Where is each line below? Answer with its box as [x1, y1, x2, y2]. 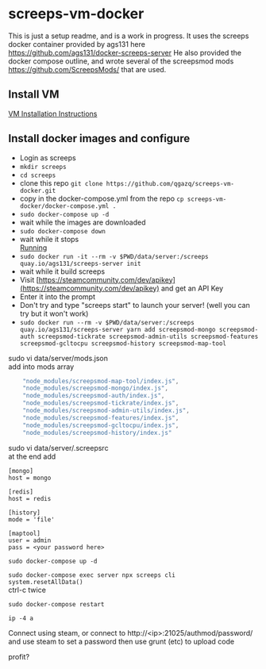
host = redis [8, 494, 52, 502]
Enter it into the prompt [19, 291, 96, 302]
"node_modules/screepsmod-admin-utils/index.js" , [22, 406, 191, 415]
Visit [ [19, 275, 40, 284]
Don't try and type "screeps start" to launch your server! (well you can [19, 300, 250, 310]
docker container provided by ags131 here [8, 39, 145, 48]
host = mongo [8, 474, 52, 482]
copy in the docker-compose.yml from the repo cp [19, 194, 184, 203]
